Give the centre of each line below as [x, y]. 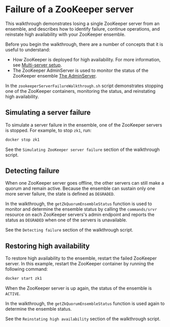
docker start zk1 [24, 279]
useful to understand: [28, 49]
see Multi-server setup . [37, 65]
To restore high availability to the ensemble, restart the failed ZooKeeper [81, 258]
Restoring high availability [48, 246]
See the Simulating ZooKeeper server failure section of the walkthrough [83, 149]
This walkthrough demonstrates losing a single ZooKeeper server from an [82, 23]
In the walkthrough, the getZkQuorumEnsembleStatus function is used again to [85, 304]
